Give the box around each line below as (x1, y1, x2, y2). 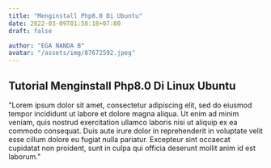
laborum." (8, 151, 41, 162)
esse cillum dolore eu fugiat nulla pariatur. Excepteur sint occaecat (8, 134, 231, 144)
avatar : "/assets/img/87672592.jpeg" (8, 49, 136, 57)
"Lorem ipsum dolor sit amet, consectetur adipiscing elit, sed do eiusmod (8, 100, 252, 110)
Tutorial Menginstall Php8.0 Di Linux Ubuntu (8, 78, 236, 93)
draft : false (8, 27, 53, 35)
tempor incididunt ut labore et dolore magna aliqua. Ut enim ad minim (8, 108, 239, 118)
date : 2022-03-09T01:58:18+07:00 (8, 19, 121, 27)
